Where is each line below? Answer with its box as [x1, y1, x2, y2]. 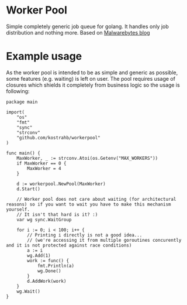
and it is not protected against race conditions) [6, 242, 132, 248]
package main [6, 99, 38, 105]
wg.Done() [37, 268, 61, 274]
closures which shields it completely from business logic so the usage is [6, 81, 180, 88]
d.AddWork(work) [27, 278, 67, 284]
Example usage [6, 50, 82, 63]
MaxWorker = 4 [27, 165, 61, 172]
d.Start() [16, 186, 41, 192]
